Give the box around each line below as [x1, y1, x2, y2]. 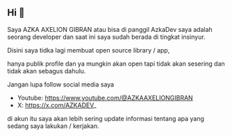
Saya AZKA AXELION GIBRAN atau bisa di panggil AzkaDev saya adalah [7, 25, 213, 33]
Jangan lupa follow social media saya [7, 80, 115, 89]
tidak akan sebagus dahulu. [7, 66, 86, 75]
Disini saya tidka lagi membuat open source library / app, [7, 46, 170, 54]
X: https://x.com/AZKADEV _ [17, 101, 97, 109]
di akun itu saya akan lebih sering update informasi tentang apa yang [7, 114, 205, 122]
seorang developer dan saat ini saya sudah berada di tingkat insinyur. [7, 33, 206, 41]
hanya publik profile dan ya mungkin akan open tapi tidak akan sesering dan [7, 60, 226, 68]
